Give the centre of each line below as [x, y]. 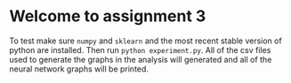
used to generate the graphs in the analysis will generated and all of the [141, 59]
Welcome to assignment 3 [108, 16]
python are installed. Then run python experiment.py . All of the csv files [140, 49]
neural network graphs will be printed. [79, 69]
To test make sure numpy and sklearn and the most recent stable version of [145, 41]
